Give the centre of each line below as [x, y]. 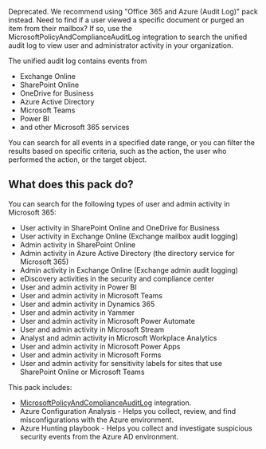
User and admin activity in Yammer [77, 312]
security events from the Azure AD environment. [99, 436]
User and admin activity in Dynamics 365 [87, 304]
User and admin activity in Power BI [78, 287]
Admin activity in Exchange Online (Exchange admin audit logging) [129, 270]
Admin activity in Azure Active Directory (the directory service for [127, 253]
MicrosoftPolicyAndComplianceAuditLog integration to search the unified [128, 37]
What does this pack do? [71, 185]
